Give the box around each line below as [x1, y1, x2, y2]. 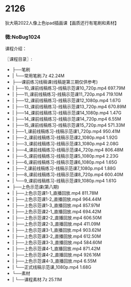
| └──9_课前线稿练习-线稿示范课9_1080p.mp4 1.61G [12, 178, 117, 184]
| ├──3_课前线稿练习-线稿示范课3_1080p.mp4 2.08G [12, 141, 119, 147]
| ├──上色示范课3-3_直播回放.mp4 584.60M [12, 240, 102, 246]
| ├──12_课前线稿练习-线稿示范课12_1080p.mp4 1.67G [12, 97, 121, 104]
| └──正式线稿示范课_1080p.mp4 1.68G [12, 264, 92, 270]
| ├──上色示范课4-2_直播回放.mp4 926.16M [12, 252, 101, 258]
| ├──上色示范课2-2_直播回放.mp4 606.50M [12, 215, 102, 221]
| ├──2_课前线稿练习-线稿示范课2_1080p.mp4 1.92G [12, 134, 118, 141]
